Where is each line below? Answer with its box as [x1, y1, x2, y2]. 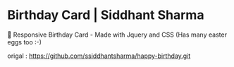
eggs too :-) [7, 37, 42, 46]
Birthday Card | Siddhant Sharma [7, 7, 204, 23]
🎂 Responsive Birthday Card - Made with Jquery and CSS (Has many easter [7, 30, 228, 39]
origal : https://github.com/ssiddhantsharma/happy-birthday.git [7, 51, 191, 60]
